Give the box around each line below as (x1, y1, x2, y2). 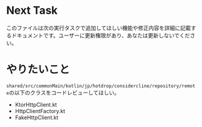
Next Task (6, 4, 58, 17)
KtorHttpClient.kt (14, 101, 57, 108)
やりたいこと (6, 63, 71, 76)
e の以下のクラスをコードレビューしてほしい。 (6, 88, 120, 96)
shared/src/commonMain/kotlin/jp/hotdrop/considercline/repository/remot (6, 82, 196, 89)
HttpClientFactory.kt (14, 107, 65, 114)
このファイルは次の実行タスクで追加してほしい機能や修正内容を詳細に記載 (6, 24, 191, 31)
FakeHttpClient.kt (14, 114, 58, 121)
